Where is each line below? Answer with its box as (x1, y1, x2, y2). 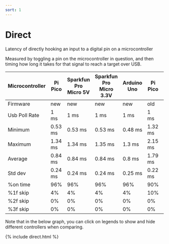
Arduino (122, 79, 142, 86)
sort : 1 (5, 7, 22, 13)
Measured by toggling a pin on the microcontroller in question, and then (5, 55, 154, 62)
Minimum (8, 126, 30, 133)
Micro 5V (67, 89, 90, 96)
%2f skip (8, 197, 29, 204)
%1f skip (8, 189, 29, 196)
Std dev (8, 169, 26, 176)
